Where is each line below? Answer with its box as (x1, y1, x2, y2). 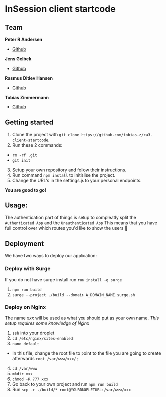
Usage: (5, 201, 28, 210)
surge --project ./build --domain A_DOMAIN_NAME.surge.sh (12, 292, 135, 297)
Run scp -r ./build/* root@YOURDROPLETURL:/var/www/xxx (12, 387, 131, 393)
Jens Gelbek (5, 56, 32, 62)
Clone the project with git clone (12, 131, 80, 137)
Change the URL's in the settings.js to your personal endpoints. (12, 177, 142, 183)
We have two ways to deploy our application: (5, 253, 97, 259)
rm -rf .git (12, 153, 37, 158)
